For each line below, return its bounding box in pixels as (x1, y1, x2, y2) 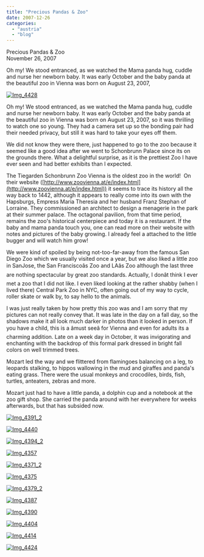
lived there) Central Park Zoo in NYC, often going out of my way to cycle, (6, 286, 189, 294)
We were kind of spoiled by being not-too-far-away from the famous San (6, 249, 189, 256)
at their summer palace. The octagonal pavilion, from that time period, (6, 211, 182, 218)
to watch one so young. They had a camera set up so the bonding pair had (6, 122, 194, 130)
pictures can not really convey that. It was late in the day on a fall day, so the (6, 311, 199, 319)
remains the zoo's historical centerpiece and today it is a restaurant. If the (6, 218, 191, 225)
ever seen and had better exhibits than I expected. (6, 160, 133, 168)
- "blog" (12, 32, 34, 38)
